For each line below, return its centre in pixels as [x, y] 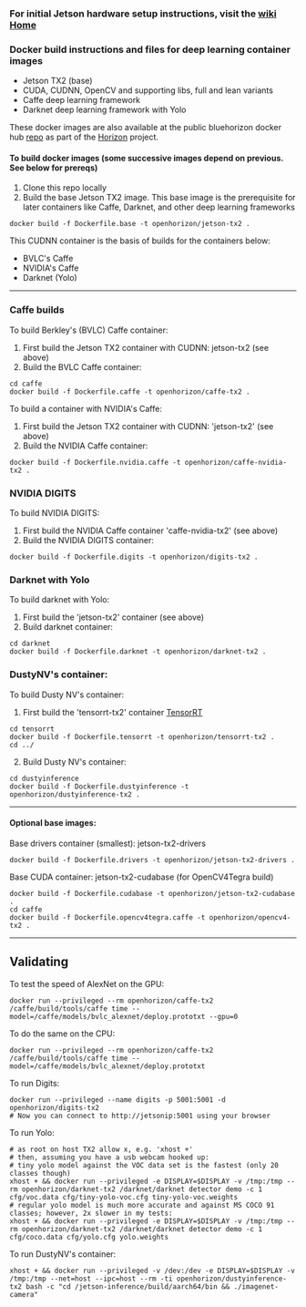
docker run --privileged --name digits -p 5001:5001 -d [117, 1100]
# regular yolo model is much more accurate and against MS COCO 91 [142, 1205]
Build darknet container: [68, 627]
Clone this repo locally [65, 188]
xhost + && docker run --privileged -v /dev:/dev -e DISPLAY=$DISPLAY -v [153, 1271]
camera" [24, 1294]
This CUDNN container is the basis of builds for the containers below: [140, 241]
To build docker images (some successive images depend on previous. [147, 158]
